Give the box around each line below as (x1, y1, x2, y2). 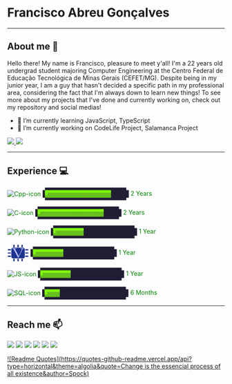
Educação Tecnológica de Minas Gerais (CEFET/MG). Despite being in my (7, 74, 217, 82)
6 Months (130, 288, 157, 296)
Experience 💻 (7, 165, 69, 177)
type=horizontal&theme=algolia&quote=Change (7, 362, 144, 370)
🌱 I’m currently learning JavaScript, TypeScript (17, 116, 151, 125)
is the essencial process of (144, 362, 221, 370)
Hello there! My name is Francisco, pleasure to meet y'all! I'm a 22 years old (7, 59, 223, 67)
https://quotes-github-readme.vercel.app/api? (61, 355, 192, 363)
